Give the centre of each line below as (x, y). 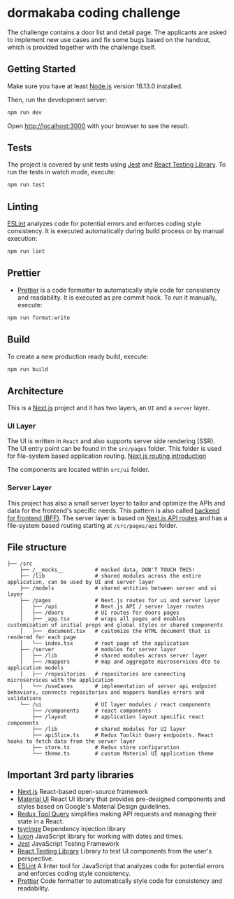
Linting (23, 207)
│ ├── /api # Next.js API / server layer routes (112, 606)
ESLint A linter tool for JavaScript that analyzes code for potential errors (121, 866)
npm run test (26, 185)
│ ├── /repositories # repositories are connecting (103, 674)
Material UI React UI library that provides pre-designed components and (121, 799)
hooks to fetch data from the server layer (72, 741)
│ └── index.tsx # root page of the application (104, 643)
